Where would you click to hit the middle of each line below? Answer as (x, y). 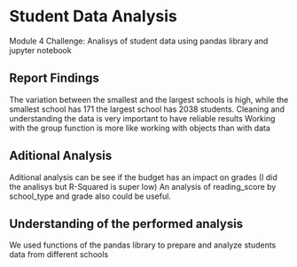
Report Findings (54, 79)
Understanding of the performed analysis (126, 224)
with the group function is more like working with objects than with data (140, 128)
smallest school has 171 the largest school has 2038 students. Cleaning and (147, 109)
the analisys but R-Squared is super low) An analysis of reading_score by (143, 186)
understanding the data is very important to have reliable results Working (142, 118)
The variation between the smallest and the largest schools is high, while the (149, 99)
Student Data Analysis (93, 16)
